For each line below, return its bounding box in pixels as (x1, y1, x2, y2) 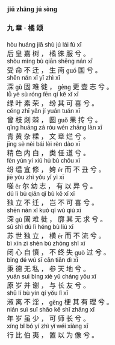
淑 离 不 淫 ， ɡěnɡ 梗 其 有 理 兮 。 (7, 298, 114, 306)
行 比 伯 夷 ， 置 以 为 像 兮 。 (7, 331, 99, 340)
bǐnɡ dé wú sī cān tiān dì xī (7, 256, 79, 264)
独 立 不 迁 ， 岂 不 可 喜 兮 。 (7, 199, 99, 207)
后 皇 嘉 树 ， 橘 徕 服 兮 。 (7, 50, 90, 58)
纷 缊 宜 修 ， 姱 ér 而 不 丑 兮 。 (7, 166, 106, 174)
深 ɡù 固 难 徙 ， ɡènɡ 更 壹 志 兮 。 (7, 83, 114, 92)
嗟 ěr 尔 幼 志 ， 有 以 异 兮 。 (7, 182, 97, 191)
